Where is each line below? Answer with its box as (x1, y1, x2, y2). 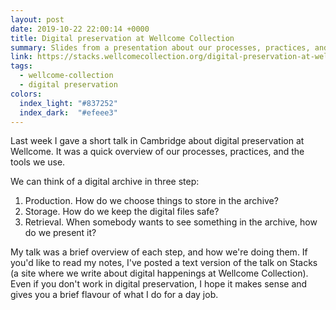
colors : (10, 89, 43, 99)
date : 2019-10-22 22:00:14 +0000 (10, 24, 150, 34)
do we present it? (24, 227, 97, 239)
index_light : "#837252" (19, 98, 118, 108)
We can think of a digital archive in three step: (10, 176, 200, 188)
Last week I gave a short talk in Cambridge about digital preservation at (10, 135, 305, 147)
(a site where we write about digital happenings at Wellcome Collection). (10, 267, 309, 280)
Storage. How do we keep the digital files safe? (24, 206, 220, 218)
